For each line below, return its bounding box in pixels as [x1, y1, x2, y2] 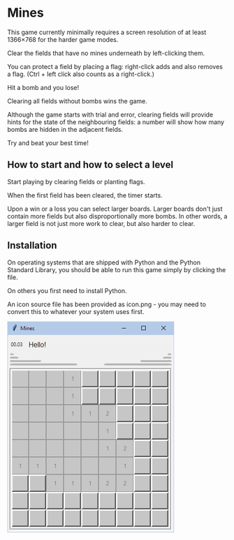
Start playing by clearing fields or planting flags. [7, 177, 145, 186]
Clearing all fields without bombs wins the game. [7, 96, 148, 105]
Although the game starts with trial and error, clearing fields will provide [7, 110, 214, 119]
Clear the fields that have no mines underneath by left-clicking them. [7, 49, 205, 57]
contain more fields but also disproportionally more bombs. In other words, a [7, 211, 228, 220]
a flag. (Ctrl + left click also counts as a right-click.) [7, 70, 155, 78]
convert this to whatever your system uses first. [7, 307, 145, 315]
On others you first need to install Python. [7, 286, 127, 294]
